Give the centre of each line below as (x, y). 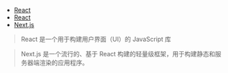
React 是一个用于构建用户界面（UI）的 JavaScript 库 (96, 39)
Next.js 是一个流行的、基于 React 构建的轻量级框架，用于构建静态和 (118, 54)
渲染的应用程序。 (64, 63)
